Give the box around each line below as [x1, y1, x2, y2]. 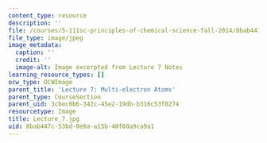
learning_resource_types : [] [8, 71, 105, 79]
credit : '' [15, 56, 52, 64]
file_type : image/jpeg [8, 33, 83, 42]
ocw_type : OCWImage [8, 78, 73, 86]
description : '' [8, 19, 62, 27]
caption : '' [15, 48, 56, 56]
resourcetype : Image [8, 108, 77, 116]
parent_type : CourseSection [8, 93, 102, 101]
